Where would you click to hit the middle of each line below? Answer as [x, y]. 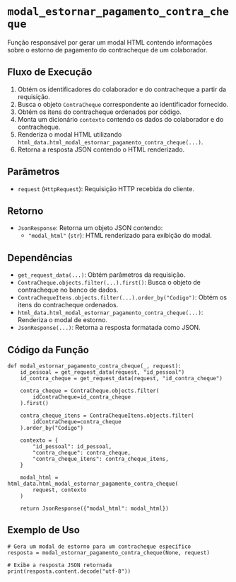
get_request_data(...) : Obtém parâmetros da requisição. [101, 275]
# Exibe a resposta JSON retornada [60, 565]
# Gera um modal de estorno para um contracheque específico [99, 547]
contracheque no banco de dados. [68, 290]
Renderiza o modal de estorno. [63, 320]
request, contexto [60, 490]
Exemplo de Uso [43, 530]
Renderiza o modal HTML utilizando [70, 134]
